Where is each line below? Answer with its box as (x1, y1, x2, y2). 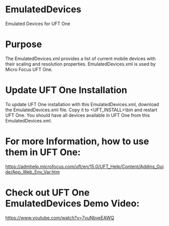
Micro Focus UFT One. (5, 66, 53, 72)
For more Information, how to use (5, 136, 149, 147)
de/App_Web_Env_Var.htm (5, 169, 60, 175)
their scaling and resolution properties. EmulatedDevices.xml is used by (5, 60, 156, 67)
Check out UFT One (5, 187, 90, 198)
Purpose (5, 38, 42, 50)
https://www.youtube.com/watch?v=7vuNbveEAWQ (5, 214, 114, 221)
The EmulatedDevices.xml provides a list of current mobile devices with (5, 55, 156, 61)
